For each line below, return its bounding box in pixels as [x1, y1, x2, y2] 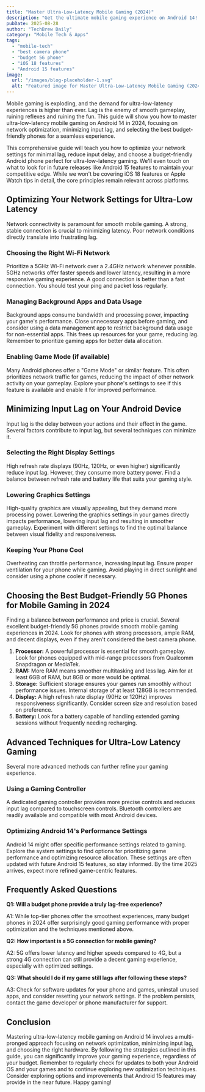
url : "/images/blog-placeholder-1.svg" [12, 77, 113, 83]
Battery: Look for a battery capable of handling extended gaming [15, 713, 180, 720]
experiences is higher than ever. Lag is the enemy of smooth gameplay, [6, 107, 186, 113]
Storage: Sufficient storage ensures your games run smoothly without [15, 680, 192, 688]
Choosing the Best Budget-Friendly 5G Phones [6, 590, 188, 601]
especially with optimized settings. [6, 962, 93, 970]
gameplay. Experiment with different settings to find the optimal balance [6, 524, 187, 532]
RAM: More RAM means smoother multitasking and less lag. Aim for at [15, 667, 193, 674]
